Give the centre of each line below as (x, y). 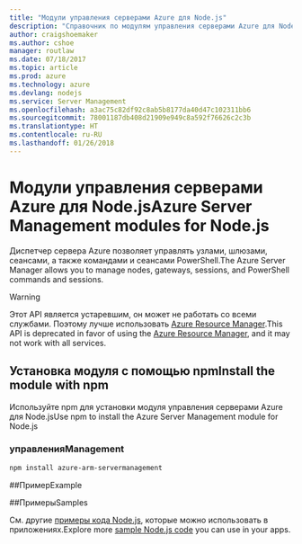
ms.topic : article (44, 68)
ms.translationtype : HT (54, 127)
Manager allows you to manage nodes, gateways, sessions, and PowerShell (150, 270)
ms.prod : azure (38, 76)
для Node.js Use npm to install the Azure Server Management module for (144, 416)
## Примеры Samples (49, 502)
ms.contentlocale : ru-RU (56, 135)
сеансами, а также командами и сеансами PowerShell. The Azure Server (147, 260)
